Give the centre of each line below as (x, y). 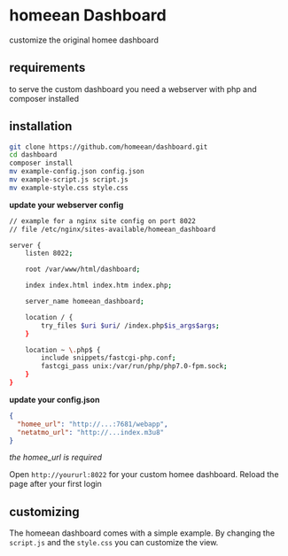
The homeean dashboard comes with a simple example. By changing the (142, 533)
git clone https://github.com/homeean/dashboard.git (109, 147)
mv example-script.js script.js (69, 180)
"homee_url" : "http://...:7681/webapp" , (93, 424)
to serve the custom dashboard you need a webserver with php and (133, 89)
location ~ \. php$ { (63, 350)
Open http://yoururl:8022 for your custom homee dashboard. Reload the (144, 475)
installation (41, 126)
